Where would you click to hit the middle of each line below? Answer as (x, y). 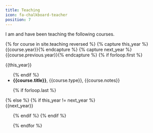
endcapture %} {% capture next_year (85, 50)
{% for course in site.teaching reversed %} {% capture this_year (73, 44)
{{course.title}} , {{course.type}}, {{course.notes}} (66, 81)
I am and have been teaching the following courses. (60, 34)
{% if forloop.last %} (34, 90)
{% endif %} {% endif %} (40, 116)
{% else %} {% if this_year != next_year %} (51, 100)
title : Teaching (23, 10)
